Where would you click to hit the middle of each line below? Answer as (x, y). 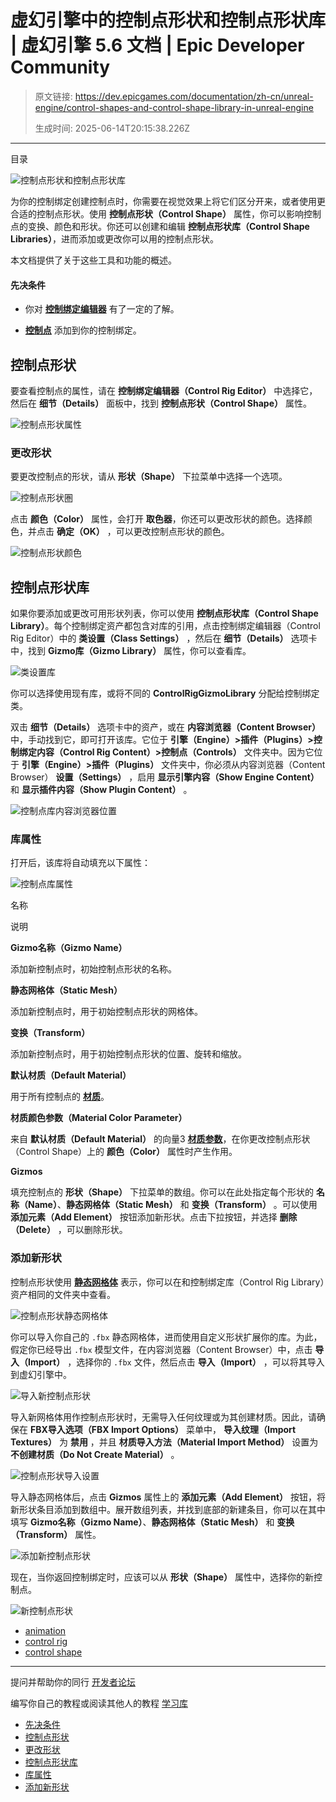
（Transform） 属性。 (56, 1534)
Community (60, 67)
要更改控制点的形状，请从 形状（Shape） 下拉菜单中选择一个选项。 (149, 477)
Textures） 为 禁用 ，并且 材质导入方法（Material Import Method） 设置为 (164, 1442)
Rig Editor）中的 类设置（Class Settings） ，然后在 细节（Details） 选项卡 (164, 638)
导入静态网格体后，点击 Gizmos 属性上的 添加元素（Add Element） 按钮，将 (168, 1497)
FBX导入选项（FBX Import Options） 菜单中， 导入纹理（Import (163, 1429)
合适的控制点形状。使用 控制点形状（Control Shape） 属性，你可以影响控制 (166, 213)
